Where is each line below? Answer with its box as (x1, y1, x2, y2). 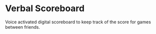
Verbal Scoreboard (5, 3, 85, 14)
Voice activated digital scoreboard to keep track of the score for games (5, 19, 152, 25)
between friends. (5, 24, 40, 30)
